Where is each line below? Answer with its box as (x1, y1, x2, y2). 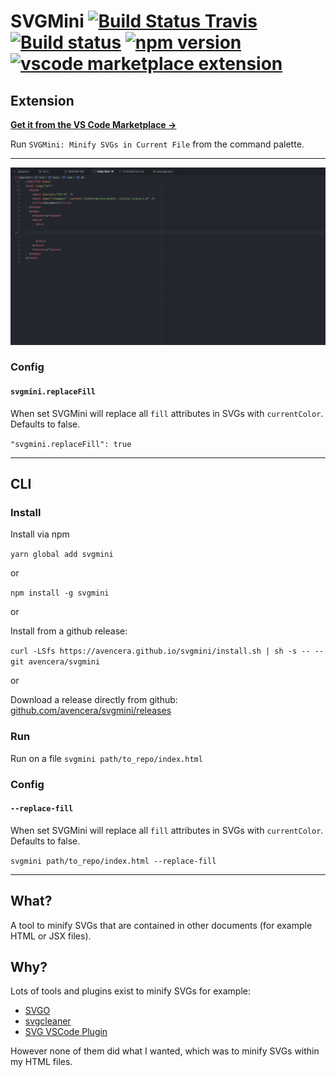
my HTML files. (10, 1056, 73, 1068)
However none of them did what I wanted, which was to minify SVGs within (10, 1045, 320, 1057)
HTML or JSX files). (10, 930, 92, 942)
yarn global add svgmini (10, 550, 114, 560)
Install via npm (10, 528, 70, 540)
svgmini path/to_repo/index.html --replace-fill (10, 856, 217, 866)
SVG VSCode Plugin (24, 1026, 108, 1038)
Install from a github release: (10, 625, 128, 637)
